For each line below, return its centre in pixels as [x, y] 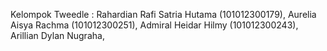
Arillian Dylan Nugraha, [57, 35]
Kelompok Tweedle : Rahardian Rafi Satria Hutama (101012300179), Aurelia [163, 14]
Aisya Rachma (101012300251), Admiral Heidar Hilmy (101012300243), [154, 25]
